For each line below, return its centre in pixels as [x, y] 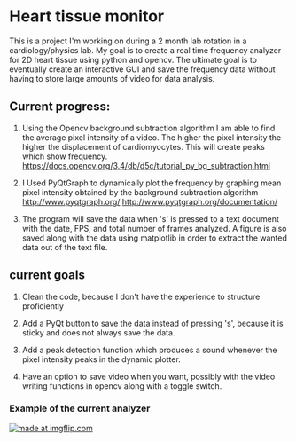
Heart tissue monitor [87, 16]
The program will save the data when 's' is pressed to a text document [150, 218]
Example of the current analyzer [80, 408]
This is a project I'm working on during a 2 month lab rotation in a [128, 41]
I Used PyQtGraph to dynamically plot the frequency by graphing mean [152, 183]
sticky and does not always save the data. [98, 332]
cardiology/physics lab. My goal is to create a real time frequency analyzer [145, 50]
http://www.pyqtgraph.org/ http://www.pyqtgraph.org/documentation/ [150, 201]
